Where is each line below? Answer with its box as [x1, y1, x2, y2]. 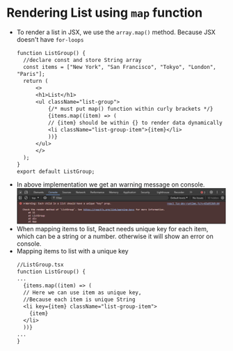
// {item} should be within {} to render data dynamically [47, 119, 223, 126]
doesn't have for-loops [16, 35, 84, 43]
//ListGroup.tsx [16, 261, 64, 268]
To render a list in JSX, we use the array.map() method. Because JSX [16, 28, 216, 36]
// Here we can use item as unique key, [23, 289, 142, 296]
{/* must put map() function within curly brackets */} [47, 105, 214, 112]
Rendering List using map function [6, 5, 203, 21]
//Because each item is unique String [23, 296, 136, 303]
